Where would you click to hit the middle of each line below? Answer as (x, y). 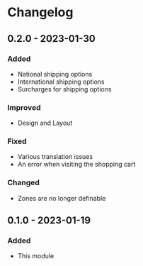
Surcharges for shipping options (64, 89)
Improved (24, 107)
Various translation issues (55, 157)
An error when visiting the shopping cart (76, 165)
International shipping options (61, 82)
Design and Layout (45, 123)
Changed (24, 183)
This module (36, 256)
